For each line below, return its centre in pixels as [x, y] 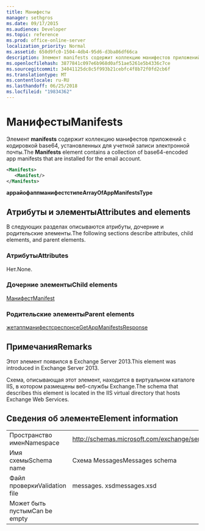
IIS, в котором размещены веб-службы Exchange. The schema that [92, 386]
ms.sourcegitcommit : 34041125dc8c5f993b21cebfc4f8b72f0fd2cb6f [88, 69]
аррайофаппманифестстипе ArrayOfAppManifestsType [80, 193]
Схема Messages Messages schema [124, 460]
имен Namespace [34, 443]
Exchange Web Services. [38, 399]
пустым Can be [31, 511]
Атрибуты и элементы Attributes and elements [99, 212]
